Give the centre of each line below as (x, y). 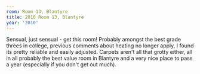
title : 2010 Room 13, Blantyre (45, 17)
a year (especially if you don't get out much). (61, 65)
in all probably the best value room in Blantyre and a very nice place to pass (99, 58)
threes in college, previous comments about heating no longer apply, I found (100, 46)
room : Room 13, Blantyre (37, 12)
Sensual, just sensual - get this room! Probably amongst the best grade (93, 40)
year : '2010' (22, 22)
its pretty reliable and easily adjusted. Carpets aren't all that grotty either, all (99, 52)
